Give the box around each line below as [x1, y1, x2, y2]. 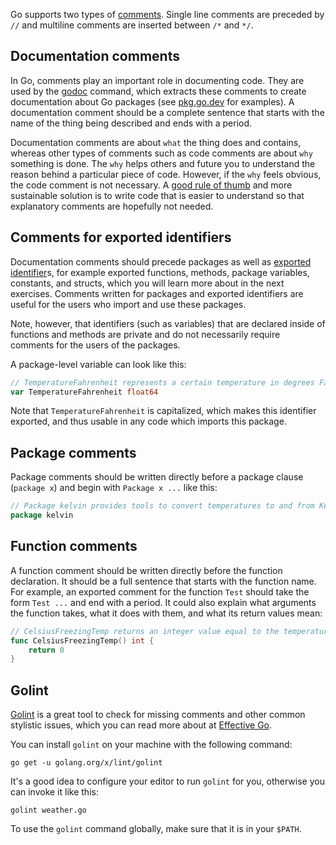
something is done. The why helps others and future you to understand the [10, 157, 316, 169]
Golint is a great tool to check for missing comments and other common [10, 709, 306, 721]
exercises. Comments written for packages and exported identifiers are [10, 287, 304, 299]
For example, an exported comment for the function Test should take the [10, 585, 310, 598]
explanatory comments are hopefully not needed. [10, 200, 214, 212]
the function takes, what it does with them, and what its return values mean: [10, 607, 323, 619]
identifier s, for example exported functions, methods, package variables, [10, 266, 310, 278]
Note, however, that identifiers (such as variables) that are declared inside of [10, 317, 326, 329]
